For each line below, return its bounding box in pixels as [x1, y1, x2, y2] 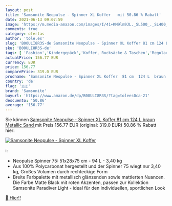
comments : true [5, 27, 38, 32]
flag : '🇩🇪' [5, 83, 31, 88]
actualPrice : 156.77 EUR [5, 55, 58, 60]
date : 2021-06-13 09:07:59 [5, 17, 63, 22]
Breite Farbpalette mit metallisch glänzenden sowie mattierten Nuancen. [12, 174, 165, 180]
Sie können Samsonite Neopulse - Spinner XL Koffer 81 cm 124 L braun [5, 117, 155, 123]
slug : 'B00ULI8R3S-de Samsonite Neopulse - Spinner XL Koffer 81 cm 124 [5, 41, 164, 46]
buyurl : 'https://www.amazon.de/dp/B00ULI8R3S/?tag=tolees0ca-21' [5, 93, 150, 98]
